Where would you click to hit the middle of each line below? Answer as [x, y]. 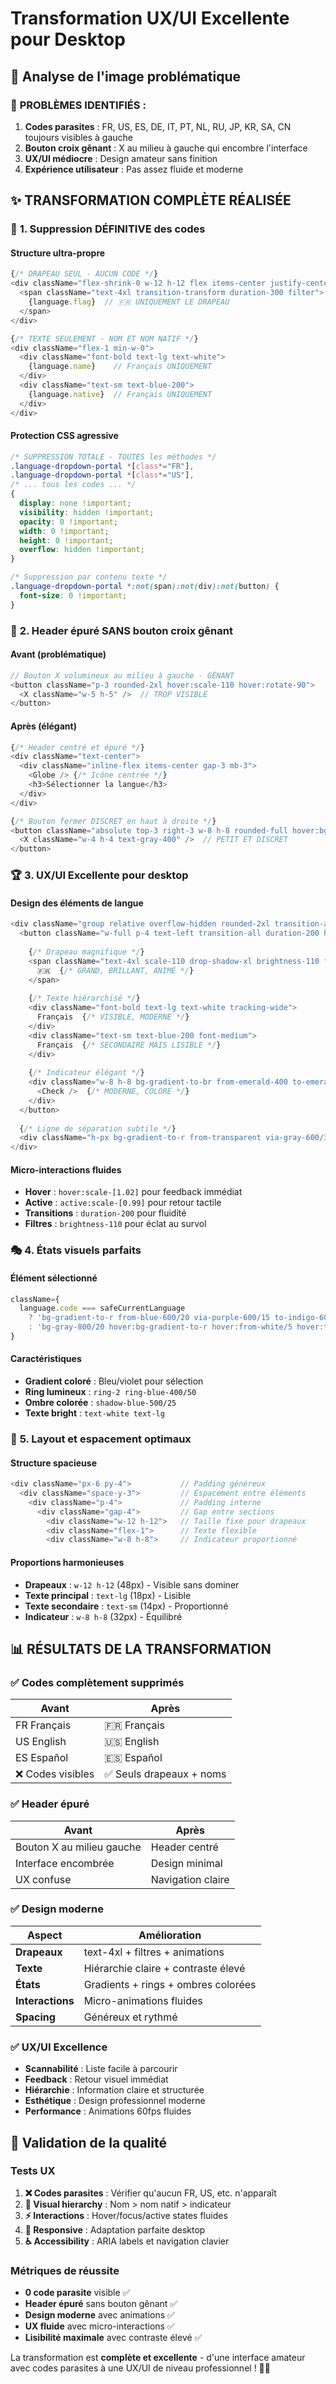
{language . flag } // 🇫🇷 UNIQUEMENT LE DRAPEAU [129, 302]
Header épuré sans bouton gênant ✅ [101, 2304]
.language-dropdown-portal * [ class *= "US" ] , [102, 475]
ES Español [42, 1758]
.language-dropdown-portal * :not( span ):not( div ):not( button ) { [145, 587]
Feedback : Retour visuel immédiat [96, 2079]
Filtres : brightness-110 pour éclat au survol [115, 1224]
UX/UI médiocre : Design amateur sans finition [121, 158]
